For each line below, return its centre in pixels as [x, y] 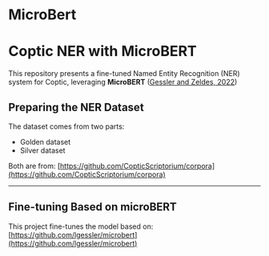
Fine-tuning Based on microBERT [93, 207]
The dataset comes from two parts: [66, 126]
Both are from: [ [34, 166]
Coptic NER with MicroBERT [103, 52]
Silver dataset [42, 150]
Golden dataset [45, 142]
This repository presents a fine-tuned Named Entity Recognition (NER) [124, 74]
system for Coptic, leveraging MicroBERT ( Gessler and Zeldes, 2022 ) [123, 82]
